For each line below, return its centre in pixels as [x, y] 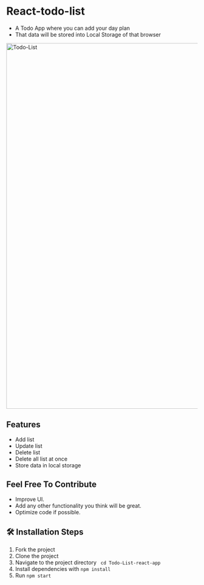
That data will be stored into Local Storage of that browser [88, 34]
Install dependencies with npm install [63, 569]
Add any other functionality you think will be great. [78, 505]
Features [23, 425]
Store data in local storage [48, 465]
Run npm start [33, 576]
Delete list [28, 452]
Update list [29, 445]
